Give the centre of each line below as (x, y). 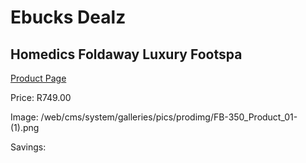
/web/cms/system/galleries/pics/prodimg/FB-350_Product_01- (169, 117)
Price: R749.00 (41, 97)
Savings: (28, 147)
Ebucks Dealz (68, 17)
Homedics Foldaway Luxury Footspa (126, 54)
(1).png (25, 127)
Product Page (38, 78)
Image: (24, 117)
